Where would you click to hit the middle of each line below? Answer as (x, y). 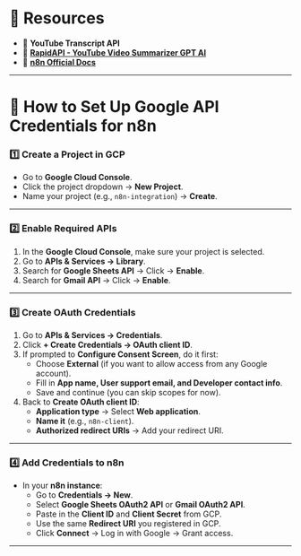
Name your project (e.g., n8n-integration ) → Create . (120, 196)
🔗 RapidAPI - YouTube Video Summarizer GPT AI (114, 52)
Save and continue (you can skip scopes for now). (128, 393)
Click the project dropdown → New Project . (103, 187)
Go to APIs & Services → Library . (84, 261)
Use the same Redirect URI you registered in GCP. (128, 524)
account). (53, 374)
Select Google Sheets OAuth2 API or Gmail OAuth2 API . (141, 505)
